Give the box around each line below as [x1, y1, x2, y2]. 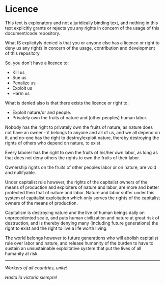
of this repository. [5, 50, 41, 56]
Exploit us [12, 85, 32, 91]
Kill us [12, 69, 25, 75]
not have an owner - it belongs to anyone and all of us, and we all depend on [5, 129, 160, 135]
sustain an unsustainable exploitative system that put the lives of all [5, 245, 141, 251]
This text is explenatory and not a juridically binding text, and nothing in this [5, 20, 158, 26]
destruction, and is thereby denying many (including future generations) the [5, 220, 159, 226]
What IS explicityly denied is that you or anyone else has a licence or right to [5, 39, 160, 45]
